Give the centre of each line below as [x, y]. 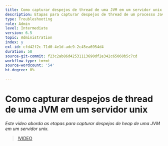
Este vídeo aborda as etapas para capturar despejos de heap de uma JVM [83, 123]
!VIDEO [25, 138]
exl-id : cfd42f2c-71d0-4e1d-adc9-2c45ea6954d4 [54, 47]
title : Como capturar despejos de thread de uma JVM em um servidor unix [84, 10]
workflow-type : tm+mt [28, 61]
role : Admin [17, 24]
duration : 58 [19, 51]
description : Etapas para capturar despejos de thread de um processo [80, 14]
